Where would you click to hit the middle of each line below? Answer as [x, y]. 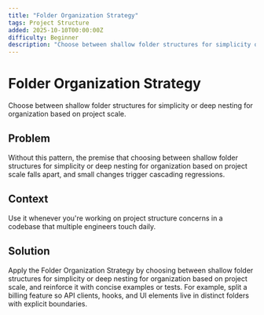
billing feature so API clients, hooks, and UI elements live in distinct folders [129, 295]
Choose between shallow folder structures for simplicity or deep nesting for [131, 106]
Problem [29, 139]
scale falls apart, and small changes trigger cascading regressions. [117, 174]
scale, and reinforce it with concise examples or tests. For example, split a [128, 287]
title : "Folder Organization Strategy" [73, 15]
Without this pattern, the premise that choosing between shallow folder [123, 157]
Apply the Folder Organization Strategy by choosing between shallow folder [131, 270]
